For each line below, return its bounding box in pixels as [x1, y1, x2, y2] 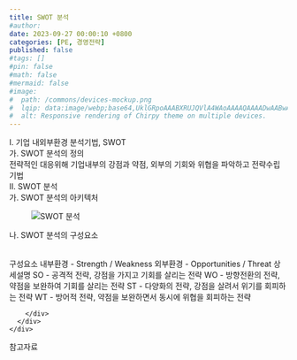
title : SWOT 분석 [9, 12, 69, 22]
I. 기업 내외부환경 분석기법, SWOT [9, 137, 126, 148]
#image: [9, 87, 38, 96]
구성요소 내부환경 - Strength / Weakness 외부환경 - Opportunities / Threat [9, 258, 272, 270]
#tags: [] [9, 54, 46, 63]
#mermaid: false [9, 79, 69, 88]
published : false [9, 46, 73, 55]
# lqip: [9, 103, 42, 112]
